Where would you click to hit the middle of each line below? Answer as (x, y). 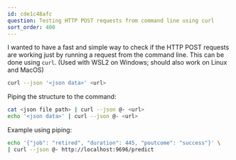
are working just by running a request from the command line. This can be (116, 55)
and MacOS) (26, 70)
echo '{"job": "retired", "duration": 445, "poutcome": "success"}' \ (114, 143)
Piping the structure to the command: (62, 97)
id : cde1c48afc (30, 14)
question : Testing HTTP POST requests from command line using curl (111, 21)
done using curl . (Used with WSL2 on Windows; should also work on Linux (117, 63)
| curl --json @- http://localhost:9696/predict (81, 149)
